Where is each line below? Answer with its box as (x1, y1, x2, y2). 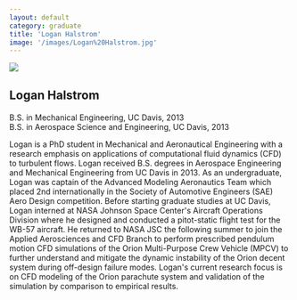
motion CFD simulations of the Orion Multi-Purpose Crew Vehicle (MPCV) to (9, 243, 289, 254)
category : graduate (9, 21, 82, 30)
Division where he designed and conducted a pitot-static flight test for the (9, 215, 281, 225)
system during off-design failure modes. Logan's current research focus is (9, 262, 284, 272)
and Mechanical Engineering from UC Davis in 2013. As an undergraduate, (9, 167, 283, 178)
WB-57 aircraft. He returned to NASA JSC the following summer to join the (9, 224, 283, 235)
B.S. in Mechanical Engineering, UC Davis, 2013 (9, 112, 185, 123)
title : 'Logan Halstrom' (9, 29, 102, 38)
